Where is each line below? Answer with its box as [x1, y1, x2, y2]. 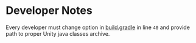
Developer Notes [5, 4, 93, 18]
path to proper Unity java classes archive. [5, 30, 110, 37]
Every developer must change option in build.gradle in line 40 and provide [5, 24, 190, 31]
